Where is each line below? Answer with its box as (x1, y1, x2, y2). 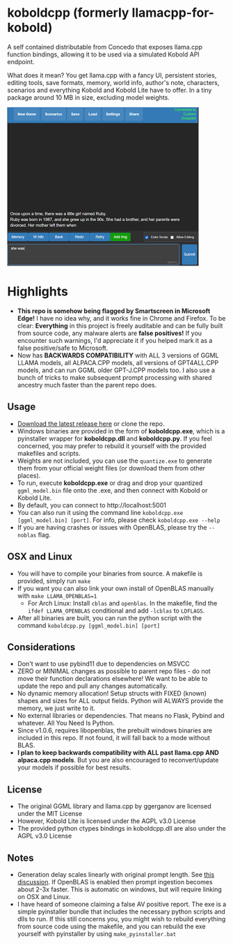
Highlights (7, 284, 68, 300)
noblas (17, 532, 37, 539)
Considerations (7, 641, 76, 653)
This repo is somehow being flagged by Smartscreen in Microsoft (17, 307, 211, 315)
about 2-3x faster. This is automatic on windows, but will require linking (17, 885, 223, 893)
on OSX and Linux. (17, 892, 71, 900)
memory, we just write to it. (17, 704, 96, 712)
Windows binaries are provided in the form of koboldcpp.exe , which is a (17, 427, 225, 435)
